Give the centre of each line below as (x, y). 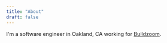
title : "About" (25, 11)
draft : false (22, 17)
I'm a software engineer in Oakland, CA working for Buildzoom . (84, 34)
